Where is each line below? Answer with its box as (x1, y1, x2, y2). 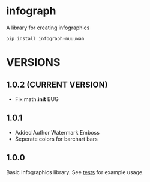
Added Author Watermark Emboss (14, 129, 100, 136)
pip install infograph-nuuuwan (6, 35, 85, 41)
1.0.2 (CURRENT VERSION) (6, 79, 108, 89)
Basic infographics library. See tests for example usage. (6, 168, 144, 175)
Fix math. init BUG (14, 95, 59, 103)
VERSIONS (6, 56, 61, 70)
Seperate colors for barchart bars (14, 135, 98, 142)
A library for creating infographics (6, 24, 90, 31)
